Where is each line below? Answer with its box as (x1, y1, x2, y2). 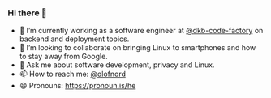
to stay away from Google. (19, 52, 109, 62)
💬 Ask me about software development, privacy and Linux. (19, 60, 215, 70)
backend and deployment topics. (19, 34, 130, 44)
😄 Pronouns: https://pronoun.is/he (19, 81, 136, 91)
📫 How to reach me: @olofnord (19, 69, 127, 79)
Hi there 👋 (7, 7, 48, 19)
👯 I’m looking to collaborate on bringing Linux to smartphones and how (19, 43, 256, 53)
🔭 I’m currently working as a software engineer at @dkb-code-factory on (19, 26, 264, 36)
